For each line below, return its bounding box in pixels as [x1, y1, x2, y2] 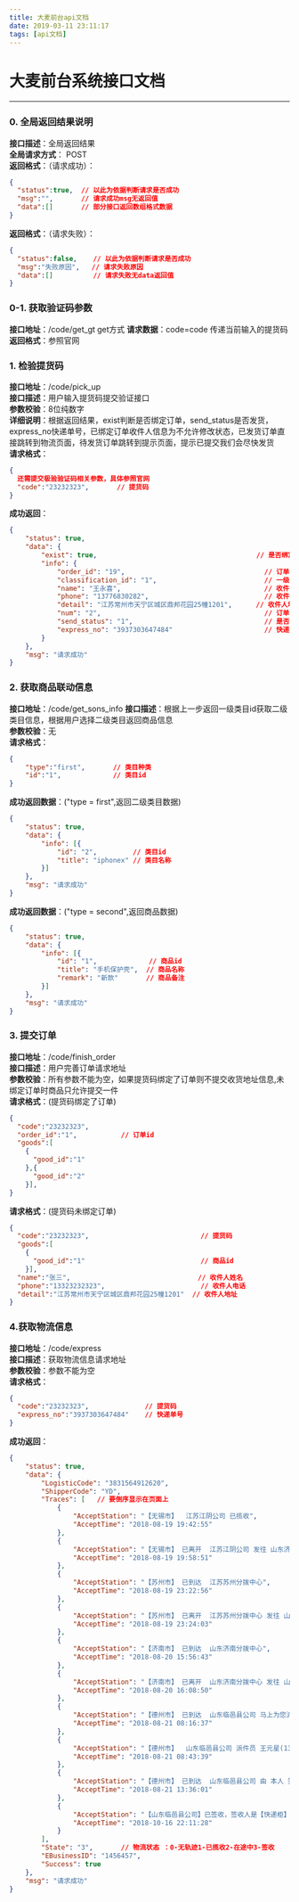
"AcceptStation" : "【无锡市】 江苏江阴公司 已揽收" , [72, 1512, 258, 1521]
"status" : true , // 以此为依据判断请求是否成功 [17, 186, 180, 195]
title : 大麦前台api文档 [9, 12, 89, 22]
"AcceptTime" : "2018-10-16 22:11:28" [72, 1818, 214, 1827]
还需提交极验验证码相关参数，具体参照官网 [17, 474, 150, 483]
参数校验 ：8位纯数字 [9, 403, 85, 414]
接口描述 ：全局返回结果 [9, 137, 95, 148]
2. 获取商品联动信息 [9, 681, 93, 693]
